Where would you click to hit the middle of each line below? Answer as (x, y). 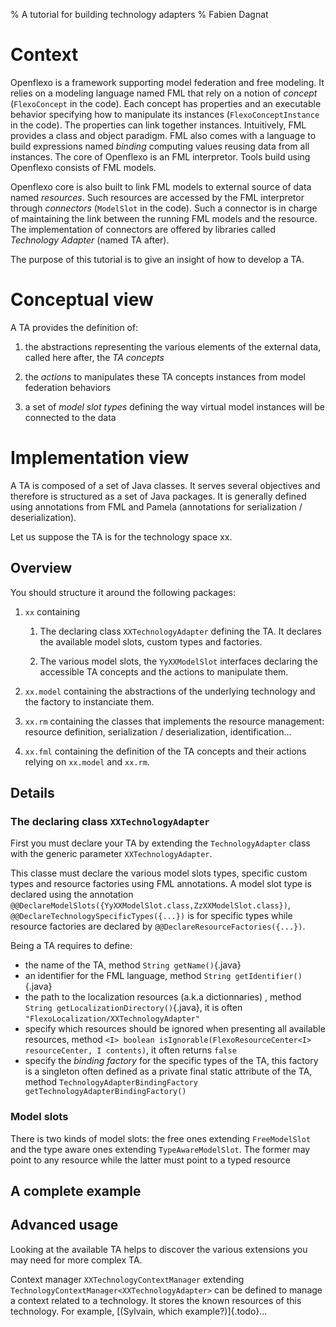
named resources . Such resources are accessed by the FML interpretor (157, 197)
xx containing (52, 611)
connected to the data (70, 417)
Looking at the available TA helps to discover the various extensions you (159, 1249)
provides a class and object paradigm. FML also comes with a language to (163, 135)
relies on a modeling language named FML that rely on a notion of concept (164, 93)
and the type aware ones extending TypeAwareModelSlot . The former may (160, 1149)
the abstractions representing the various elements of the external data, (173, 346)
